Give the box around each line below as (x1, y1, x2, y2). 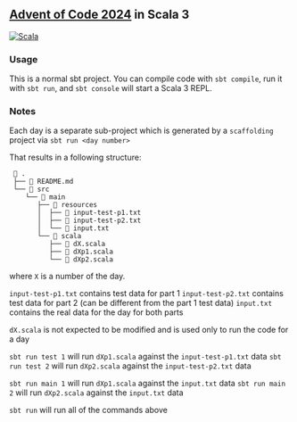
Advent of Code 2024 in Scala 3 (9, 7, 190, 22)
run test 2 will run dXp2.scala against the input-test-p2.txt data (9, 360, 252, 371)
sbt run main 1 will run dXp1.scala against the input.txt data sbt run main (9, 378, 286, 389)
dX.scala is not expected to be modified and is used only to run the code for (9, 325, 289, 335)
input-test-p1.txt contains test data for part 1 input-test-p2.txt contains (9, 288, 284, 299)
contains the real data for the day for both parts (9, 307, 184, 318)
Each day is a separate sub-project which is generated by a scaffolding (9, 125, 274, 137)
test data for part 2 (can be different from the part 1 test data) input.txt (9, 298, 273, 309)
